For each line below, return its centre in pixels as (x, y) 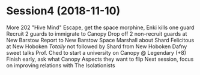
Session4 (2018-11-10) (63, 11)
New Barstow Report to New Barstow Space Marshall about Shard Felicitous (100, 40)
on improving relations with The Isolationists (61, 65)
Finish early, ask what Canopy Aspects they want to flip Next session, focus (100, 59)
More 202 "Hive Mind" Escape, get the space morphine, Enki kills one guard (100, 27)
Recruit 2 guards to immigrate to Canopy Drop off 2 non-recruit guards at (97, 33)
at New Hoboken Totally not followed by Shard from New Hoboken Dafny (97, 46)
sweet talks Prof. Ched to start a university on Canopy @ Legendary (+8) (96, 52)
